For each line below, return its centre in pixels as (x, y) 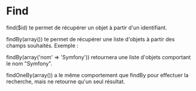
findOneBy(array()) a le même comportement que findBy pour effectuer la (97, 75)
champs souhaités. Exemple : (43, 45)
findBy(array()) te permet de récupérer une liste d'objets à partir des (91, 39)
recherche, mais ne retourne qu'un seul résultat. (66, 81)
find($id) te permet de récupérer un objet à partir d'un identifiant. (87, 28)
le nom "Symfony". (29, 63)
